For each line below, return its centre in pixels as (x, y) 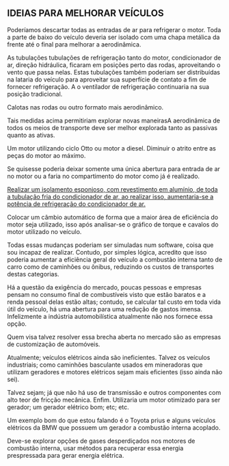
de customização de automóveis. (54, 344)
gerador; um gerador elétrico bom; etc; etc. (68, 407)
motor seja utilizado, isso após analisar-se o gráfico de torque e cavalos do (113, 224)
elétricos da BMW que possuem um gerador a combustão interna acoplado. (114, 427)
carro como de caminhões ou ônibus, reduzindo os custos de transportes (110, 267)
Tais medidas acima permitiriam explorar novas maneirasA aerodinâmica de (114, 120)
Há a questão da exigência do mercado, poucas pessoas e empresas (104, 287)
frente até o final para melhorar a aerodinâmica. (74, 44)
